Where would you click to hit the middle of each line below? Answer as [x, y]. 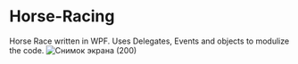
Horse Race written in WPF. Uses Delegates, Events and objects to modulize [149, 41]
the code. [27, 50]
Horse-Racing [62, 16]
